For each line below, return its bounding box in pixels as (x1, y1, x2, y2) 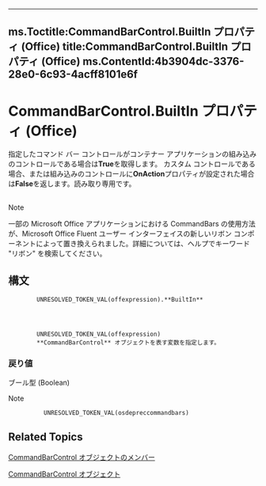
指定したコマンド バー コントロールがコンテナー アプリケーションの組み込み (8, 150, 257, 159)
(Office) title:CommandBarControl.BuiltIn (21, 40, 228, 54)
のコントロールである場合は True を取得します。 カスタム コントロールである (8, 159, 256, 169)
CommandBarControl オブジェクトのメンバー (8, 452, 156, 461)
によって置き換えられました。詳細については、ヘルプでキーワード (35, 238, 251, 248)
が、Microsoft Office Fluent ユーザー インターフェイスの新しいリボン (8, 229, 232, 238)
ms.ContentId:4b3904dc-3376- (82, 55, 245, 68)
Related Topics (8, 431, 83, 444)
